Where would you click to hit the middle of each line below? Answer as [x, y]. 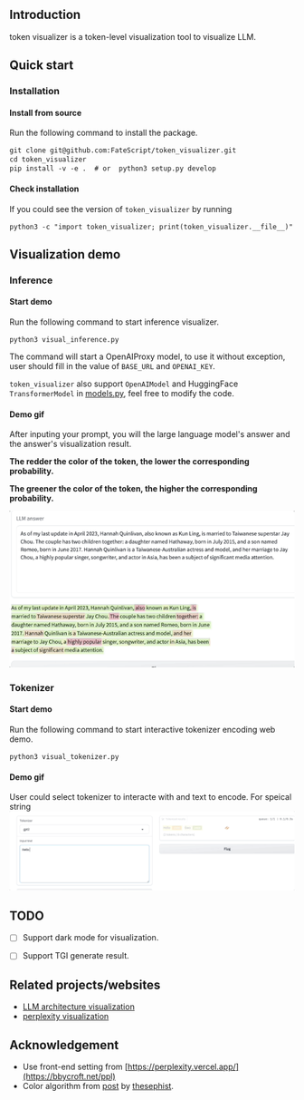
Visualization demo [65, 254]
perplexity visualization [66, 1017]
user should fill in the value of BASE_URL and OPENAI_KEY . [112, 366]
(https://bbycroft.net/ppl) [69, 1076]
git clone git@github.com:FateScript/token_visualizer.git [123, 151]
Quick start [42, 66]
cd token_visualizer [48, 160]
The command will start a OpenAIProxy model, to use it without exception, [147, 356]
